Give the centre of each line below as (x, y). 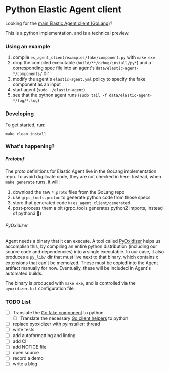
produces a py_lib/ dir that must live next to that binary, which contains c (82, 257)
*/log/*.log (25, 101)
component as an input (36, 84)
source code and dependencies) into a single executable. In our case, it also (85, 251)
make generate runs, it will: (32, 182)
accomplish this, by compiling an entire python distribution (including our (81, 246)
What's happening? (30, 146)
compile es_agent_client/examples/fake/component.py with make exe (84, 57)
